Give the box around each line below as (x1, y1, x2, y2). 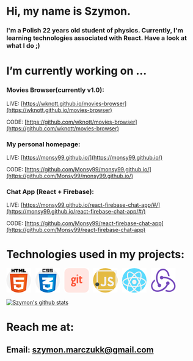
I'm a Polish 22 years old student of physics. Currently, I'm (6, 26, 183, 35)
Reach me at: (6, 320, 75, 334)
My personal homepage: (6, 140, 81, 148)
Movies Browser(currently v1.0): (6, 86, 105, 94)
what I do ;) (6, 42, 40, 50)
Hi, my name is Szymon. (6, 4, 131, 18)
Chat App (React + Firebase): (6, 187, 95, 196)
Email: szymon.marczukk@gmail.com (6, 344, 154, 355)
